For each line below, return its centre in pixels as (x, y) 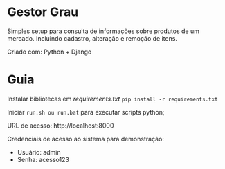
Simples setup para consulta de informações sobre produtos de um (103, 31)
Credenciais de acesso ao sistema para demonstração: (86, 139)
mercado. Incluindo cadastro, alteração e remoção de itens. (92, 38)
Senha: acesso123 (43, 159)
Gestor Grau (43, 12)
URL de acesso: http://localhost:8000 (61, 126)
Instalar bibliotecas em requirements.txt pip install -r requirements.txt (112, 99)
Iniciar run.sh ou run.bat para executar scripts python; (86, 112)
